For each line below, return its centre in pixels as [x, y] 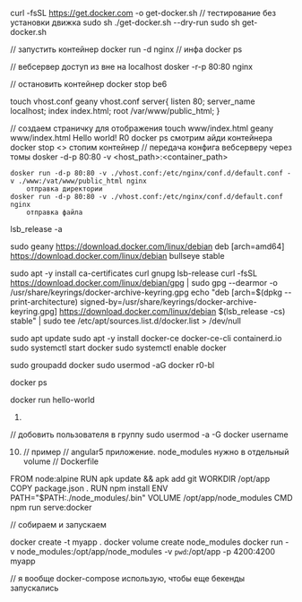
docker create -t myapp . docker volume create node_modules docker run [147, 542]
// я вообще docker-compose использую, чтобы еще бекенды [128, 578]
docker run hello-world [52, 400]
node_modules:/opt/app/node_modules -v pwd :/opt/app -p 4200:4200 [146, 551]
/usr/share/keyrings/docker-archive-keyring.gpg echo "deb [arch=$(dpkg [147, 292]
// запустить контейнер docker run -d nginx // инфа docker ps [126, 49]
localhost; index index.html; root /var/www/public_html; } [115, 111]
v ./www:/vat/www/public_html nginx [78, 181]
